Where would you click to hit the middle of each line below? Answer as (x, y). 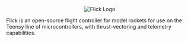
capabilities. (21, 33)
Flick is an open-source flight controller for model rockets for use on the (94, 20)
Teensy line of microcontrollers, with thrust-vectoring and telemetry (89, 27)
